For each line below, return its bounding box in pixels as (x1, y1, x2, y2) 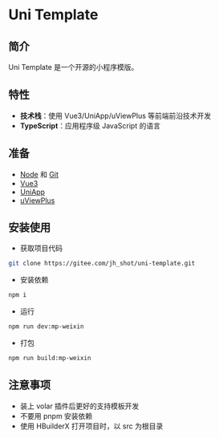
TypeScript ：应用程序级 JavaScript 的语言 (19, 120, 160, 130)
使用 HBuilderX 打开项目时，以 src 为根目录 (19, 421, 164, 431)
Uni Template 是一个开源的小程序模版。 (8, 63, 139, 71)
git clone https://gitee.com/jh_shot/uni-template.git (8, 259, 196, 268)
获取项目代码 (19, 243, 63, 253)
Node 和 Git (19, 169, 59, 179)
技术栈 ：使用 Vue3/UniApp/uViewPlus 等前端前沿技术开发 (19, 111, 212, 120)
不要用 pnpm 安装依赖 (19, 411, 93, 420)
